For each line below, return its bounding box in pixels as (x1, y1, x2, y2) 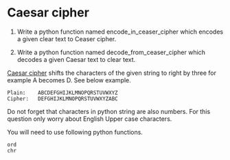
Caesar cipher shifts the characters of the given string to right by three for (7, 69, 216, 77)
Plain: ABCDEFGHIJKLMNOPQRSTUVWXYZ (7, 89, 118, 96)
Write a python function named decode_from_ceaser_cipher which (16, 48, 206, 56)
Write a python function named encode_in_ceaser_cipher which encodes (16, 27, 224, 36)
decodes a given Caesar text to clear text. (16, 55, 136, 63)
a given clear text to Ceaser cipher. (16, 34, 117, 43)
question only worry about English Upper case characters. (7, 115, 172, 123)
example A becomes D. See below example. (7, 76, 132, 84)
